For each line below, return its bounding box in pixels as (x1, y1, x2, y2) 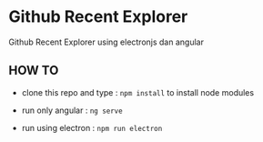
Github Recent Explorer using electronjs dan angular (8, 36, 204, 47)
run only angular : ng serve (21, 105, 124, 116)
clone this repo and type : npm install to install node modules (21, 86, 255, 97)
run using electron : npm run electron (21, 122, 163, 133)
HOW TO (8, 63, 59, 78)
